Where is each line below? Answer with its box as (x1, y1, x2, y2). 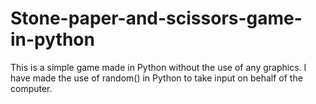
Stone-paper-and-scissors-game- (10, 7, 303, 30)
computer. (10, 82, 53, 94)
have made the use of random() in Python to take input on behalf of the (10, 72, 303, 84)
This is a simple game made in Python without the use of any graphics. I (10, 61, 307, 73)
